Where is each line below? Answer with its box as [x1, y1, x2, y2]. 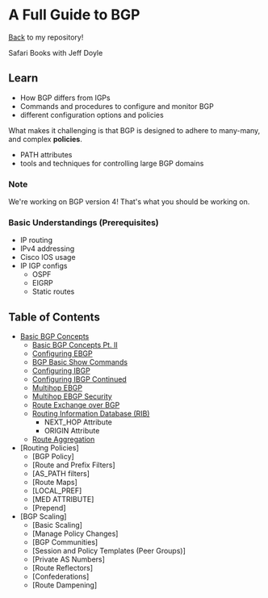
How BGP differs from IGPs [19, 93, 111, 102]
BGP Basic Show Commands [31, 358, 128, 367]
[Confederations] [31, 571, 90, 582]
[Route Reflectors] [31, 563, 94, 573]
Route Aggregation [31, 434, 95, 445]
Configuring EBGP [31, 349, 93, 358]
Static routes [31, 286, 75, 296]
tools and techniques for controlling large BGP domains [19, 158, 204, 168]
